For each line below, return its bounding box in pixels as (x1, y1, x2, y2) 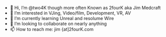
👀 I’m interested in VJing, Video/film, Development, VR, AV (10, 10, 131, 16)
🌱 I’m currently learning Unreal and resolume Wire (10, 15, 115, 21)
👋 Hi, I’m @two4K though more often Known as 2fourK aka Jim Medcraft (10, 5, 161, 10)
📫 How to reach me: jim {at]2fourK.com (10, 26, 94, 32)
